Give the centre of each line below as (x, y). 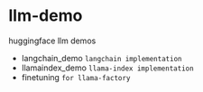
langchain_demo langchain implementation (101, 58)
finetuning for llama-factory (76, 77)
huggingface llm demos (52, 41)
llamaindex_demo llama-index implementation (108, 68)
